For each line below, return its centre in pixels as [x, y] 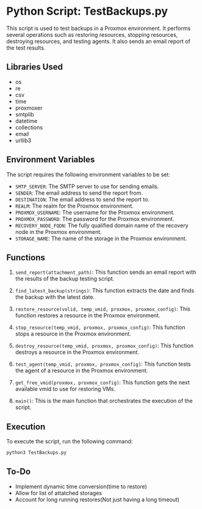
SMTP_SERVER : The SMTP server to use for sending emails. [87, 186]
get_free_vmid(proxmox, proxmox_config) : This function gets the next [103, 383]
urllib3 [23, 140]
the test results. [26, 48]
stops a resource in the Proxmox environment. [73, 334]
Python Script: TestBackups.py [87, 11]
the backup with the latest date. [55, 297]
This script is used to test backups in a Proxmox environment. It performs [99, 28]
